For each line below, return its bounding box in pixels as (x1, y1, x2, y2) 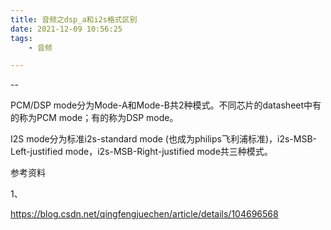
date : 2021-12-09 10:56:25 (10, 24, 123, 34)
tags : (10, 33, 33, 43)
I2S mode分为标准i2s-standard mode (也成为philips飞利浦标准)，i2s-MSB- (10, 133, 318, 145)
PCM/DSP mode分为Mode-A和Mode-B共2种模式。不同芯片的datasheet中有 (10, 99, 322, 111)
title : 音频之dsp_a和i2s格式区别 (10, 14, 138, 25)
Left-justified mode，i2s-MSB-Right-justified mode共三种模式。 (10, 146, 273, 158)
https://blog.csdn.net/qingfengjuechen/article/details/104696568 (10, 208, 279, 220)
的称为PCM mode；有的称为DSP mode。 (10, 112, 179, 124)
